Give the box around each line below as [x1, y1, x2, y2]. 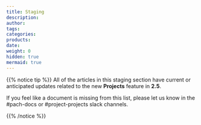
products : [6, 37, 31, 43]
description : [6, 14, 39, 21]
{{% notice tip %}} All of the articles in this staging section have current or [6, 76, 191, 83]
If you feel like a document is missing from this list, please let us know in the [6, 94, 195, 101]
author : [6, 20, 26, 26]
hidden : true [6, 54, 39, 60]
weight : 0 [6, 48, 31, 54]
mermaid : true [6, 59, 42, 65]
